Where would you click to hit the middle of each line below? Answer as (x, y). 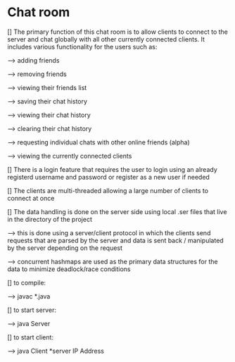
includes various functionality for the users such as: (82, 46)
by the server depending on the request (65, 248)
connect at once (31, 198)
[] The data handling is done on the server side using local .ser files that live (117, 211)
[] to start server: (32, 310)
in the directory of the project (50, 219)
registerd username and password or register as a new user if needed (108, 177)
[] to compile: (27, 282)
